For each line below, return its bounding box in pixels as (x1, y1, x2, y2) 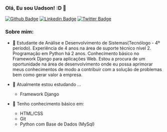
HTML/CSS (19, 110, 43, 116)
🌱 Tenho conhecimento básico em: (12, 100, 84, 106)
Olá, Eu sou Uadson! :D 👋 (5, 4, 66, 11)
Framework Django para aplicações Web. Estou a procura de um (12, 55, 145, 61)
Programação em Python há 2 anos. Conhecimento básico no (12, 50, 139, 56)
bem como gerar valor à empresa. (12, 71, 82, 77)
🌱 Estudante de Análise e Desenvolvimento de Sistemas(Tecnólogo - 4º (12, 39, 160, 45)
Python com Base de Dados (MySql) (19, 121, 95, 127)
